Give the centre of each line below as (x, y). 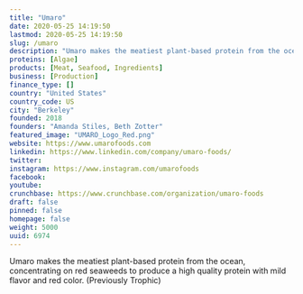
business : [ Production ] (54, 77)
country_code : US (42, 101)
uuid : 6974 (30, 235)
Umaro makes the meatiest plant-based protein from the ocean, (128, 262)
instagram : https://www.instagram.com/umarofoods (105, 169)
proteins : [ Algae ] (44, 60)
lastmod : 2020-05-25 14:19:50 (66, 34)
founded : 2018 (36, 118)
